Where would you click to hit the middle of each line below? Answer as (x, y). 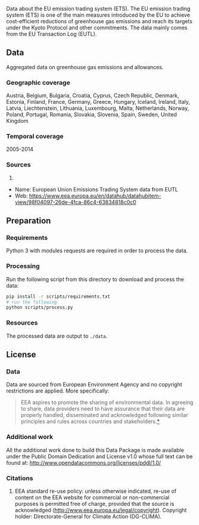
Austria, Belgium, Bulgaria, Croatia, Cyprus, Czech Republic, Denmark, (93, 95)
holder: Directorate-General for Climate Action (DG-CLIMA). (88, 516)
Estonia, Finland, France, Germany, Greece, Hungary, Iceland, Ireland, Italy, (98, 102)
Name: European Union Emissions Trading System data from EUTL (97, 189)
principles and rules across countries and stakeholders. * (90, 421)
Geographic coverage (38, 82)
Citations (20, 478)
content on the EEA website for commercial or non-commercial (92, 497)
